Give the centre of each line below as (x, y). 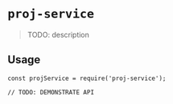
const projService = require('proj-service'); (87, 78)
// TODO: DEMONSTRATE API (51, 92)
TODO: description (58, 34)
